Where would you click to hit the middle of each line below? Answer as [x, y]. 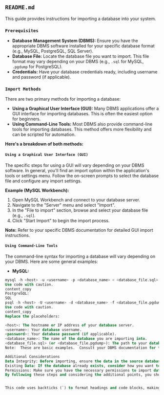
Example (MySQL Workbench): [37, 190]
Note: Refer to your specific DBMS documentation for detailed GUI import [79, 230]
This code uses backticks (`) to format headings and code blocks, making [83, 388]
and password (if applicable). [41, 77]
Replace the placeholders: [32, 316]
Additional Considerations [32, 356]
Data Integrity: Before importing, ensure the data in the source [74, 361]
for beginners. [26, 119]
